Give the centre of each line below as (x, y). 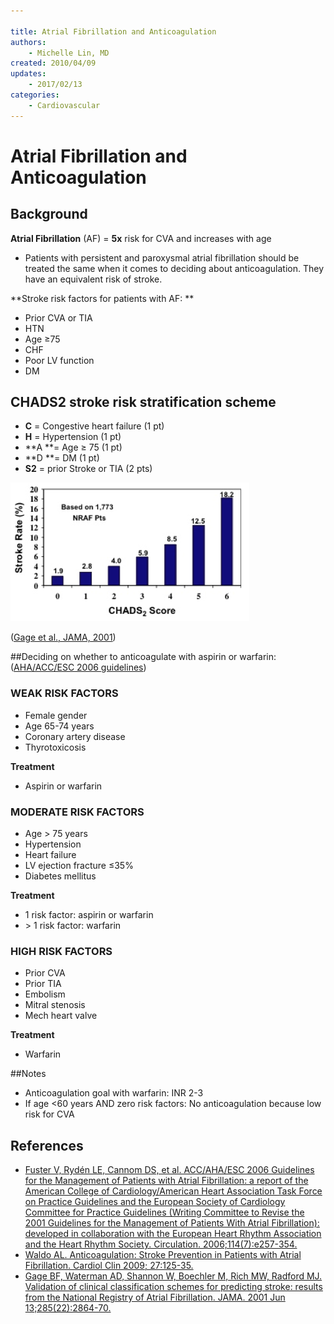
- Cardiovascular (64, 105)
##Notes (28, 1074)
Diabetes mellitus (60, 876)
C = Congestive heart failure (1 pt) (94, 426)
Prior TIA (43, 984)
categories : (35, 95)
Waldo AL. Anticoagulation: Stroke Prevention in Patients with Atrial (163, 1255)
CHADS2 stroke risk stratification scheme (143, 402)
